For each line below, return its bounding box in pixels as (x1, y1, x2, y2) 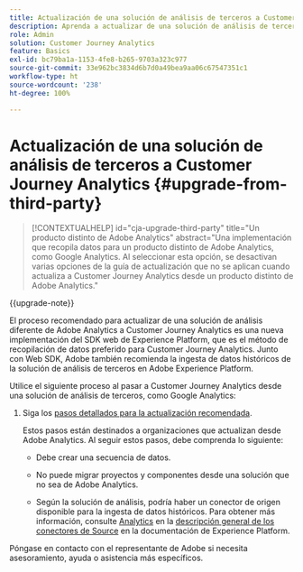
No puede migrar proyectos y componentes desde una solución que (35, 470, 290, 481)
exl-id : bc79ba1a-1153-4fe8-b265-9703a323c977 (9, 55, 188, 64)
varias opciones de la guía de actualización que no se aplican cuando (31, 261, 290, 272)
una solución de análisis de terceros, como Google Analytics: (9, 390, 236, 401)
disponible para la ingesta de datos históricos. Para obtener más (35, 506, 276, 517)
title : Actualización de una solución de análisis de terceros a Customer (9, 13, 297, 23)
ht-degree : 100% (9, 88, 70, 97)
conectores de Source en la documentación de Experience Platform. (35, 525, 290, 537)
